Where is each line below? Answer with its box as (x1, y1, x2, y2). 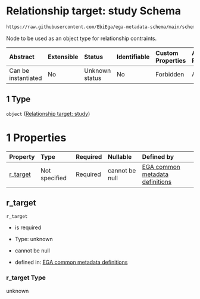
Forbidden (155, 70, 185, 78)
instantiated (9, 73, 42, 82)
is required (14, 224, 42, 231)
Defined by (142, 152, 174, 161)
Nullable (107, 152, 132, 161)
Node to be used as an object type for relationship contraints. (6, 35, 157, 42)
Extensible (47, 53, 79, 61)
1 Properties (6, 131, 67, 144)
